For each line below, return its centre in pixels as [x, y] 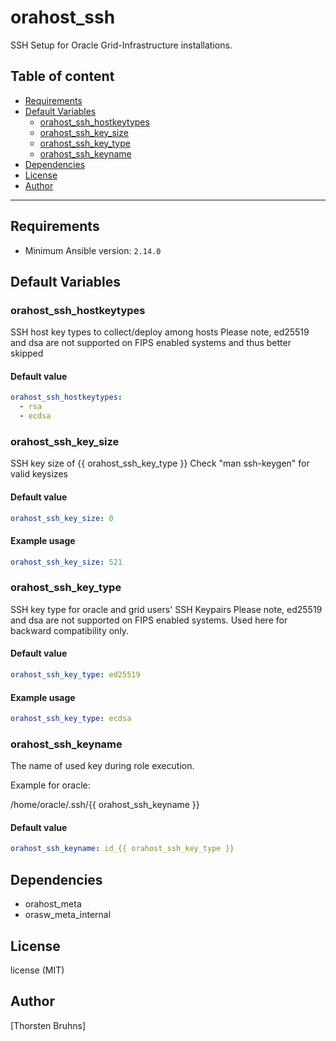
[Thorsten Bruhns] [48, 1025]
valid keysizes [39, 474]
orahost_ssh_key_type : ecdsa [71, 719]
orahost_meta [53, 904]
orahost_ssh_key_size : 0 [62, 518]
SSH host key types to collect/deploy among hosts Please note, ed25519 [160, 332]
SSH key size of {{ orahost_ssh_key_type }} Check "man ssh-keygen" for [160, 463]
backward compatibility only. [70, 630]
